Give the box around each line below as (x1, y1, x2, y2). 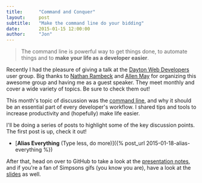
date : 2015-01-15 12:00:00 (6, 25, 90, 32)
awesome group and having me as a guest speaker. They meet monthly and (6, 79, 195, 86)
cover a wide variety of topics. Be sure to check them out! (6, 85, 150, 92)
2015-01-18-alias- (146, 140, 191, 147)
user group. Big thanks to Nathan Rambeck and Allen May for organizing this (6, 72, 197, 80)
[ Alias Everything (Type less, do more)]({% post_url (14, 140, 145, 147)
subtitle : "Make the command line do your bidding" (6, 20, 145, 26)
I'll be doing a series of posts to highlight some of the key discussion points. (6, 121, 195, 129)
